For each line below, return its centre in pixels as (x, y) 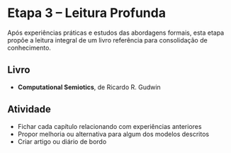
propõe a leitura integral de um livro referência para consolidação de (107, 40)
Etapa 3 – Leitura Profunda (87, 13)
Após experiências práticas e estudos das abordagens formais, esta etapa (116, 33)
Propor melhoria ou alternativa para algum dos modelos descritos (113, 134)
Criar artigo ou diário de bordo (62, 141)
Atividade (29, 109)
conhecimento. (29, 47)
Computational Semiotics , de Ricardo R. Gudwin (89, 87)
